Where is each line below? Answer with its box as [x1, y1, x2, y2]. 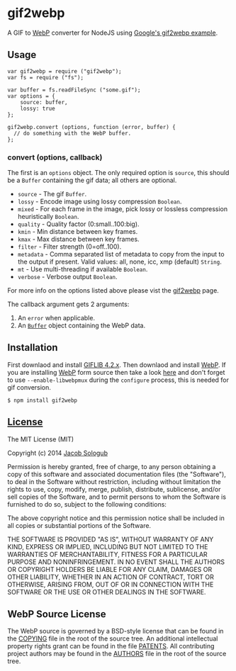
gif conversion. [7, 383, 52, 391]
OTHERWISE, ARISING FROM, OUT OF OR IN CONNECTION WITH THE [7, 580, 214, 589]
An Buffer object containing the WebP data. [17, 321, 146, 330]
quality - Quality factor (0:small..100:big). [17, 220, 140, 228]
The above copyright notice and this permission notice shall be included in [7, 514, 225, 522]
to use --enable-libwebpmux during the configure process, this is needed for [7, 376, 229, 384]
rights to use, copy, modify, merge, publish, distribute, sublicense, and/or [7, 485, 221, 493]
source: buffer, [20, 98, 69, 106]
